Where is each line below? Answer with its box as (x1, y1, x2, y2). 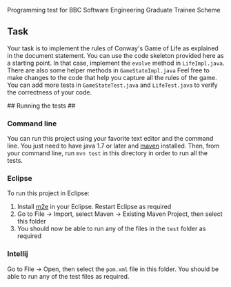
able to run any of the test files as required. (7, 272, 130, 280)
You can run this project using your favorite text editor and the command (7, 135, 214, 143)
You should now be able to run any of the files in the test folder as (17, 224, 206, 233)
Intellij (7, 249, 29, 259)
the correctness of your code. (7, 88, 92, 96)
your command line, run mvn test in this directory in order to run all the (7, 149, 208, 157)
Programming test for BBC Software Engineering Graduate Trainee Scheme (7, 6, 221, 14)
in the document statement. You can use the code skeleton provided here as (7, 51, 224, 59)
